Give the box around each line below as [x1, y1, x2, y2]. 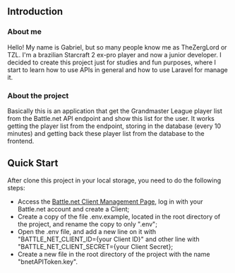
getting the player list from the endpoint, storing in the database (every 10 [7, 122, 222, 130]
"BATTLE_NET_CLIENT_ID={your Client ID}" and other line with [17, 235, 200, 243]
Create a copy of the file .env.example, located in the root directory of [17, 212, 221, 221]
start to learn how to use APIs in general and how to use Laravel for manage [7, 65, 228, 74]
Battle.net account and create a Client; [17, 204, 130, 213]
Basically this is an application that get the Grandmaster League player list [7, 106, 222, 115]
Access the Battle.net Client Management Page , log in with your [17, 197, 203, 206]
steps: [7, 183, 25, 192]
